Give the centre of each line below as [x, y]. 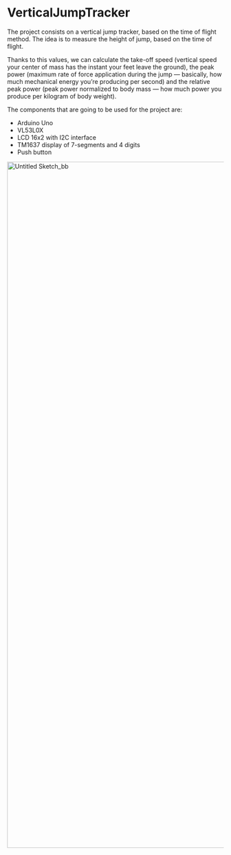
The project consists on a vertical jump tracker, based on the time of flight [112, 32]
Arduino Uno [35, 122]
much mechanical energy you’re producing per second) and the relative [109, 81]
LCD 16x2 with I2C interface [56, 137]
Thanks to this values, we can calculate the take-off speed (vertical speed [112, 59]
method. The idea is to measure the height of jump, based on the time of [110, 39]
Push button [34, 152]
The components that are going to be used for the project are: [95, 109]
